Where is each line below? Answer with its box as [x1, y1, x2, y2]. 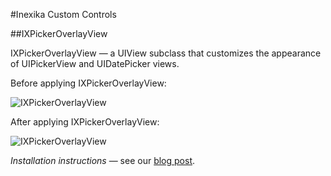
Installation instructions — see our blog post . [10, 155, 196, 166]
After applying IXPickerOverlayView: [10, 116, 160, 128]
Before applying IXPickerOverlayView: [10, 77, 167, 89]
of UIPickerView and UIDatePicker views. [10, 58, 180, 69]
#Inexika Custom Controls [10, 9, 117, 20]
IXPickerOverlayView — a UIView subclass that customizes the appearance [10, 47, 322, 59]
